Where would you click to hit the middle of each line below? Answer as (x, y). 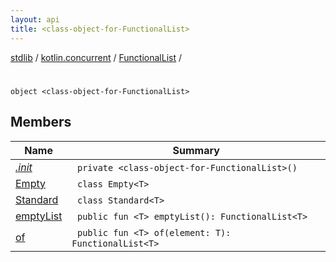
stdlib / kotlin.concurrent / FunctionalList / (96, 57)
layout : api (35, 19)
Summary (196, 150)
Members (41, 122)
